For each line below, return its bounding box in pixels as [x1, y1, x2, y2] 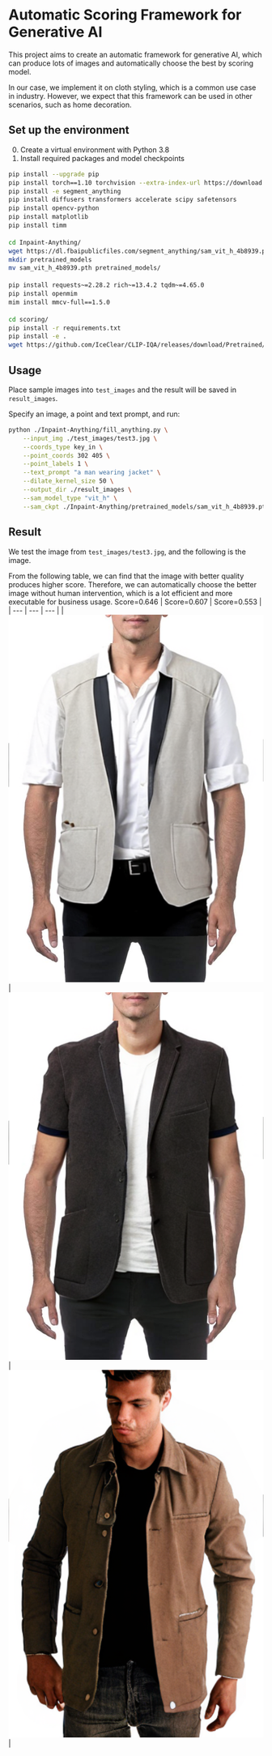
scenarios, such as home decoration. [8, 100, 132, 109]
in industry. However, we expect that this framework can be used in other [8, 91, 253, 100]
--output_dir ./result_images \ [23, 486, 132, 494]
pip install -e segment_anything [8, 187, 121, 195]
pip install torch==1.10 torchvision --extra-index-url [8, 178, 201, 187]
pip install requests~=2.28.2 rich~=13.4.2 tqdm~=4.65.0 [8, 281, 205, 289]
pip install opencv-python [8, 204, 100, 212]
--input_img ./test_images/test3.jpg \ [23, 434, 158, 442]
